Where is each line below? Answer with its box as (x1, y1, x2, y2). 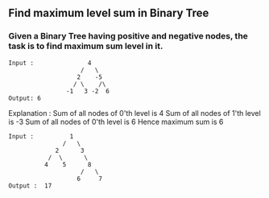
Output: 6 (8, 94, 42, 102)
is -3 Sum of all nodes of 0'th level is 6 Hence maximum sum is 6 (8, 117, 224, 126)
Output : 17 (8, 181, 52, 190)
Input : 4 (8, 59, 92, 67)
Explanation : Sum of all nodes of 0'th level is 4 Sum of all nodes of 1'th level (8, 108, 262, 118)
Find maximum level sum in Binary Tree (8, 6, 209, 20)
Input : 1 (8, 132, 74, 140)
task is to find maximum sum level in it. (8, 40, 163, 52)
